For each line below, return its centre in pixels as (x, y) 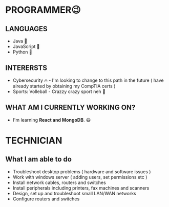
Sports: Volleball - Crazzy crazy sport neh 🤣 (59, 91)
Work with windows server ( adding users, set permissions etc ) (80, 177)
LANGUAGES (26, 29)
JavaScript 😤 (26, 47)
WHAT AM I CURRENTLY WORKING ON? (70, 108)
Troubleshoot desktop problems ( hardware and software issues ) (82, 171)
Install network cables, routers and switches (59, 182)
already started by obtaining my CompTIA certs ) (64, 86)
